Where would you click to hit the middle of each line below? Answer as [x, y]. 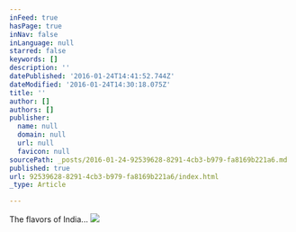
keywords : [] [34, 59]
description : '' [40, 68]
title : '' [28, 93]
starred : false [38, 51]
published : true [40, 168]
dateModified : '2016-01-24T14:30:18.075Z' [90, 85]
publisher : [30, 118]
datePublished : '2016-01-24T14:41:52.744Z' [92, 76]
